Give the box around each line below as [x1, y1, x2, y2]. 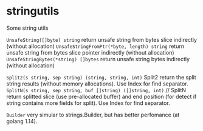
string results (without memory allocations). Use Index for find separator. [6, 80, 188, 87]
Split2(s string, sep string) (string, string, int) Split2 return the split [6, 73, 196, 81]
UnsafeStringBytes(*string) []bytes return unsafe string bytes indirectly [6, 55, 190, 62]
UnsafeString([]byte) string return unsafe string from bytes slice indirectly [6, 36, 198, 43]
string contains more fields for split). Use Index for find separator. [6, 99, 170, 107]
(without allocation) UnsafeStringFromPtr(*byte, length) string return [6, 42, 184, 50]
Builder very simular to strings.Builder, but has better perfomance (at [6, 111, 180, 118]
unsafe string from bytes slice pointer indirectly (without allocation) [6, 49, 174, 56]
